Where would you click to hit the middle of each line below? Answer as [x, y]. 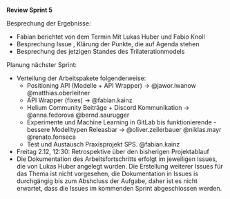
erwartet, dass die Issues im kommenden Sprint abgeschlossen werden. [119, 188]
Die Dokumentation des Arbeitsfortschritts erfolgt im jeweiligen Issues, [117, 159]
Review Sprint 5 [30, 10]
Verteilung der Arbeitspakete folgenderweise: [81, 78]
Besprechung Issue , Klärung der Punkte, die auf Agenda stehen [108, 44]
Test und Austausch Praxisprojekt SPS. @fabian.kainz [103, 144]
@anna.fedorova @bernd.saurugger [78, 115]
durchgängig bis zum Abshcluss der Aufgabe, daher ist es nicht [107, 181]
